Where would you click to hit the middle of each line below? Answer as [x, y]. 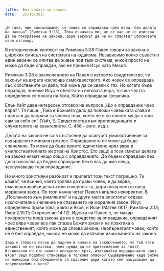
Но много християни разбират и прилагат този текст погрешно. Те [75, 176]
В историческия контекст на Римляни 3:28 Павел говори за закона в [77, 49]
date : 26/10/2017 [25, 14]
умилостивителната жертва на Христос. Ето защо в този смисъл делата [81, 151]
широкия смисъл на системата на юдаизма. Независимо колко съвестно [82, 55]
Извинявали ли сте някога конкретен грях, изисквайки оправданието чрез [81, 251]
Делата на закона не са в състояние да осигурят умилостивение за [76, 135]
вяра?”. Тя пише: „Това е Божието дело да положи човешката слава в [78, 110]
